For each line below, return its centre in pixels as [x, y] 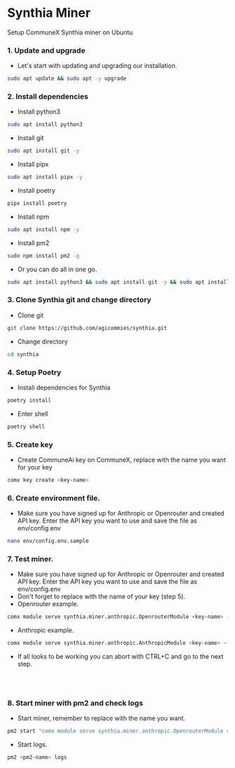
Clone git [30, 315]
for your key [35, 467]
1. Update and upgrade [47, 50]
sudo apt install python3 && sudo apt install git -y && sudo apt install [119, 282]
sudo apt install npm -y [43, 229]
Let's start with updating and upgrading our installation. [97, 66]
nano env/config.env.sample [48, 541]
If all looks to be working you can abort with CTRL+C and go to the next [120, 657]
